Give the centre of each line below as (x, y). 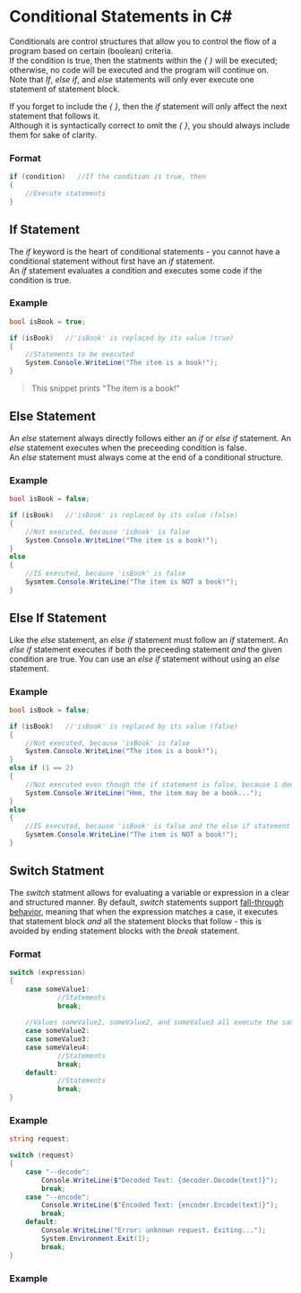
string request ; (39, 1139)
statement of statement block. (65, 89)
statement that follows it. (55, 116)
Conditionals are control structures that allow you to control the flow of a (143, 41)
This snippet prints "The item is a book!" (106, 388)
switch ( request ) (42, 1155)
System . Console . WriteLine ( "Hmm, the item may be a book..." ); (144, 793)
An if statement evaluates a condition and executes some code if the (136, 270)
